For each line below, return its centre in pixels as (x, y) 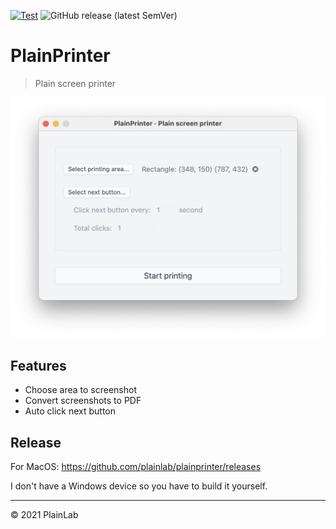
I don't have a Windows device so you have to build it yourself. (139, 486)
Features (38, 365)
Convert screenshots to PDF (83, 401)
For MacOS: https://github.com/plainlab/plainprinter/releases (136, 466)
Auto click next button (70, 411)
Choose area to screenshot (81, 390)
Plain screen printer (75, 83)
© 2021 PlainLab (44, 514)
